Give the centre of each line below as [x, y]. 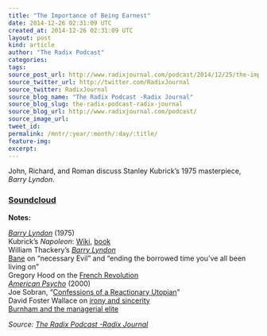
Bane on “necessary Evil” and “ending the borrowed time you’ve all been [127, 258]
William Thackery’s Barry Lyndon [62, 249]
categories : [28, 60]
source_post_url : [37, 75]
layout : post [30, 38]
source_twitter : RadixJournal [58, 89]
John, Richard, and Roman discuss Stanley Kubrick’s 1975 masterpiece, [125, 171]
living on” [24, 266]
